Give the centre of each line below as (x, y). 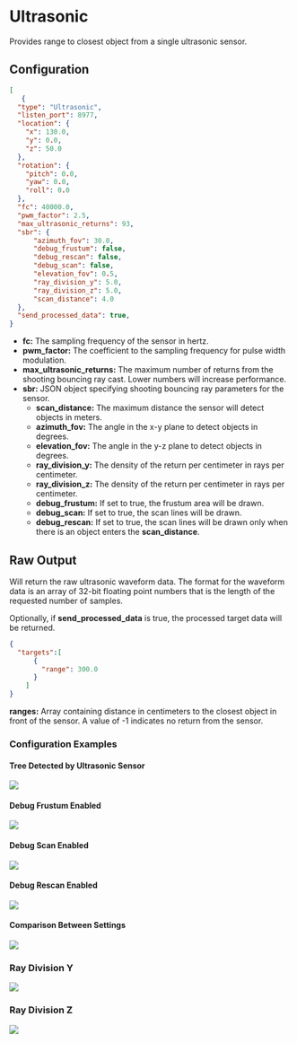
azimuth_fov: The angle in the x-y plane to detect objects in (147, 427)
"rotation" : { (44, 165)
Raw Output (43, 560)
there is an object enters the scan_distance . (118, 532)
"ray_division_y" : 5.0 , (78, 282)
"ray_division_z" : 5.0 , (78, 290)
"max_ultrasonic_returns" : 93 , (76, 223)
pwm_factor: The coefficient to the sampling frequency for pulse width (154, 351)
